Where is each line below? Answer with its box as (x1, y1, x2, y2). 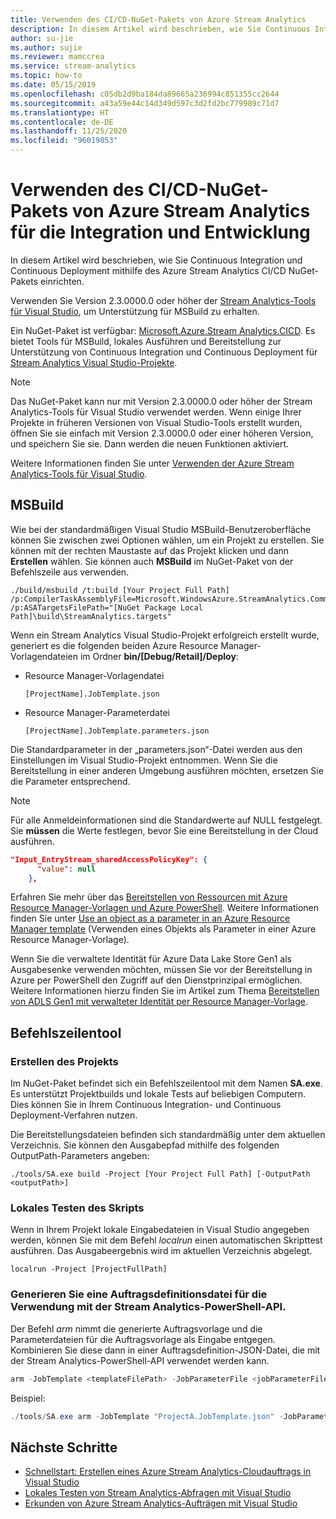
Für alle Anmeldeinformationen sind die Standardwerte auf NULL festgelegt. (10, 814, 323, 826)
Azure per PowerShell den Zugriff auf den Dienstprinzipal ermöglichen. (10, 974, 303, 986)
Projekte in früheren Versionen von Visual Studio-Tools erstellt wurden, (10, 416, 303, 428)
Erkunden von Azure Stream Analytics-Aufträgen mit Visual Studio (24, 1497, 298, 1510)
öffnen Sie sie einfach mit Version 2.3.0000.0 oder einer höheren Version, (10, 427, 314, 439)
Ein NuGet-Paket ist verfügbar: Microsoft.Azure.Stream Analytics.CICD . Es (10, 324, 316, 336)
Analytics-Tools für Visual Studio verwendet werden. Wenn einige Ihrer (10, 406, 302, 418)
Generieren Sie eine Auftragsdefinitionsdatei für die (10, 1287, 268, 1301)
